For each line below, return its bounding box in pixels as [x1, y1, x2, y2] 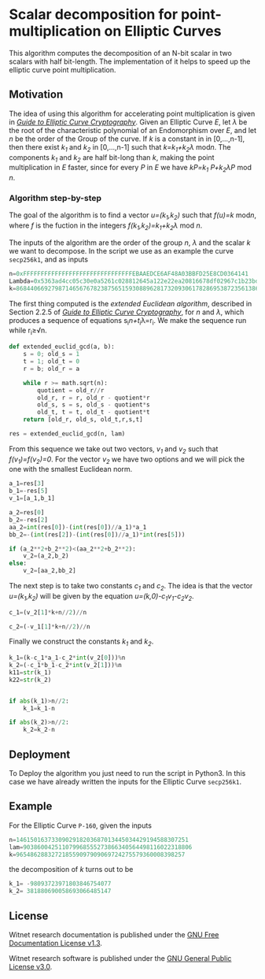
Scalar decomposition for [9, 6, 179, 24]
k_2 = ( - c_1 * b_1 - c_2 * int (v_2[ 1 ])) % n [9, 662, 123, 669]
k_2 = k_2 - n [23, 726, 56, 734]
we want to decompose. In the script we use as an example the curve [9, 247, 234, 256]
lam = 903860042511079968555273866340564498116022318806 [9, 843, 193, 851]
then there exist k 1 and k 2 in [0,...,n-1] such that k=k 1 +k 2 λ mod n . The [9, 142, 231, 154]
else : [9, 559, 27, 568]
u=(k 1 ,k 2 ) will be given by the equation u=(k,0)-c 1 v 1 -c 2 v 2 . [9, 591, 195, 603]
